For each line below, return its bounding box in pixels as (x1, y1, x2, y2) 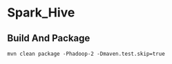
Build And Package (7, 32, 90, 44)
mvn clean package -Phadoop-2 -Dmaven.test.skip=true (7, 50, 166, 57)
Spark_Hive (7, 5, 75, 21)
